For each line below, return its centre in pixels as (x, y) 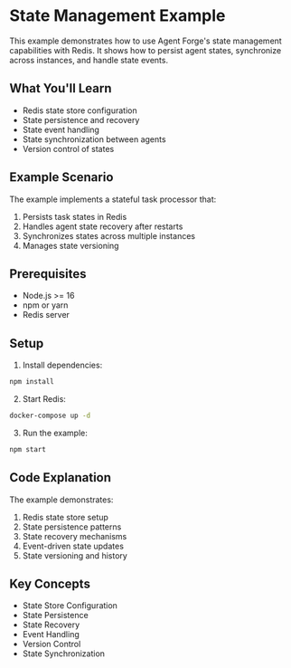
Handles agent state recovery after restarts (103, 226)
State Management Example (117, 16)
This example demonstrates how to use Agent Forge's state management (145, 41)
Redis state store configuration (80, 110)
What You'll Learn (61, 88)
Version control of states (68, 148)
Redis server (46, 315)
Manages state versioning (70, 245)
